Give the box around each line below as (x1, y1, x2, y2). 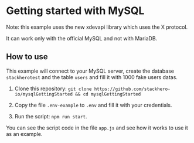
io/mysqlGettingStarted (14, 91, 73, 97)
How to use (6, 52, 48, 62)
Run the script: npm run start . (14, 113, 87, 120)
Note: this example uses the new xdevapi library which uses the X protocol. (6, 23, 188, 30)
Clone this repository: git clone (14, 85, 92, 92)
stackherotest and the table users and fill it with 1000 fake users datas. (6, 73, 178, 80)
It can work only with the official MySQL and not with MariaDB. (6, 35, 158, 42)
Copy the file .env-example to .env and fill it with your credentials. (14, 101, 172, 108)
